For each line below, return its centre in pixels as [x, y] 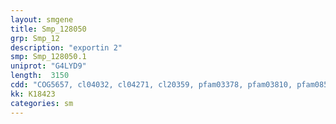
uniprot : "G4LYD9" [48, 66]
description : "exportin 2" [66, 47]
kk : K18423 [33, 94]
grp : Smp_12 [35, 38]
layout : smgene [42, 19]
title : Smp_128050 [48, 29]
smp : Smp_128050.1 [48, 57]
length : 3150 [40, 76]
